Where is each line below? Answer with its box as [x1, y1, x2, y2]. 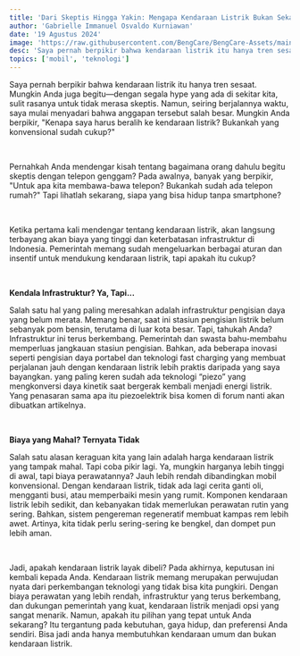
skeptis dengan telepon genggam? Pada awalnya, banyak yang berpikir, [9, 171, 274, 181]
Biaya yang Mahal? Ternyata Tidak [9, 434, 140, 445]
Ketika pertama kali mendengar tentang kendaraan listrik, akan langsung [9, 224, 275, 235]
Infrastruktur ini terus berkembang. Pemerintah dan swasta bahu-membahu [9, 333, 287, 344]
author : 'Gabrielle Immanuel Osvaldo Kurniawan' [9, 21, 194, 30]
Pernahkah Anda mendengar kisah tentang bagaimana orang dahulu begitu [9, 162, 286, 172]
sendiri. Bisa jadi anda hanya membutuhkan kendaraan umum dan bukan [9, 629, 277, 639]
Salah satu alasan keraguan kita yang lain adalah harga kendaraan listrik [9, 452, 274, 462]
